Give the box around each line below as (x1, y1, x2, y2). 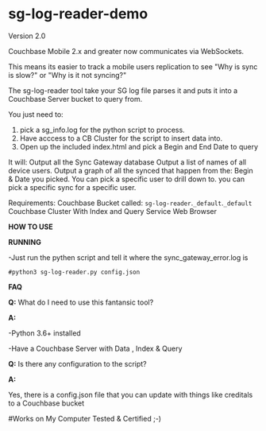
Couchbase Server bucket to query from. (8, 94, 143, 103)
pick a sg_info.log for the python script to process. (19, 125, 185, 134)
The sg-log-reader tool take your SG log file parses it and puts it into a (8, 85, 238, 95)
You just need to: (8, 109, 64, 119)
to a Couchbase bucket (8, 398, 85, 408)
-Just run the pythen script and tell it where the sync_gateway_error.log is (8, 252, 249, 262)
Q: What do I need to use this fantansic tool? (8, 297, 154, 307)
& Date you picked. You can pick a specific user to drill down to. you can (8, 174, 245, 184)
